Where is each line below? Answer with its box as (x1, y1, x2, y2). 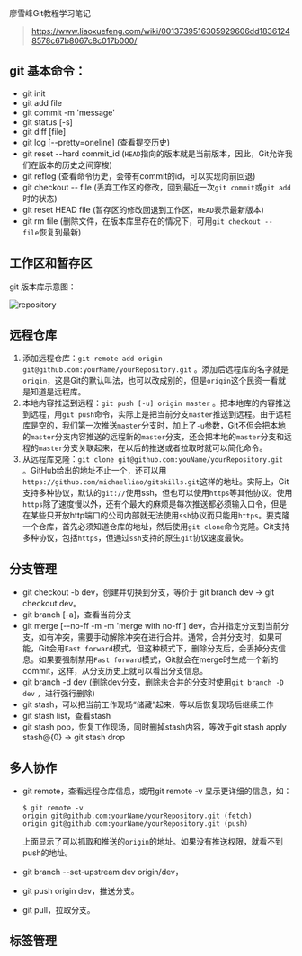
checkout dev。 (22, 598, 82, 609)
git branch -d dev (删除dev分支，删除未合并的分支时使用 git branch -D (22, 677, 285, 687)
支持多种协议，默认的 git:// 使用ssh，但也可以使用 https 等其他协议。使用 (22, 488, 293, 499)
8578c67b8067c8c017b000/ (31, 35, 138, 46)
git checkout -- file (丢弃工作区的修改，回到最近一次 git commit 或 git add (22, 181, 291, 192)
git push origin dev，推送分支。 (22, 886, 139, 897)
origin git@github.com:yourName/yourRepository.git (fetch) (22, 811, 253, 820)
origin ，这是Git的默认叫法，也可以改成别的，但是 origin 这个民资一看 (22, 376, 279, 386)
